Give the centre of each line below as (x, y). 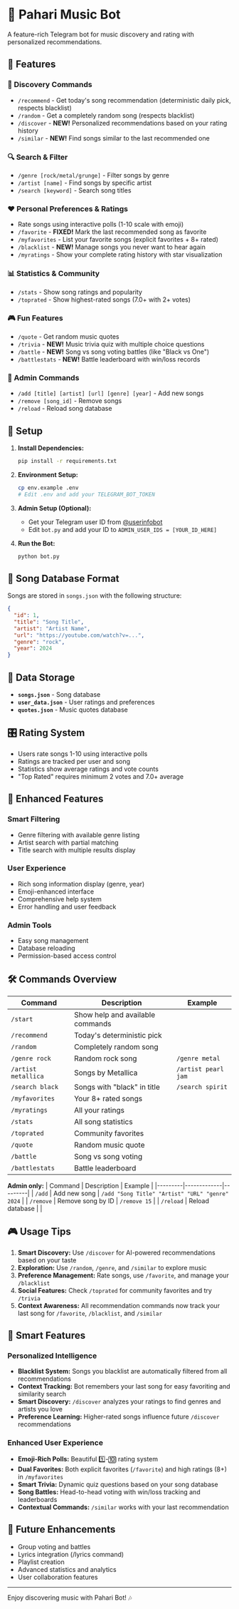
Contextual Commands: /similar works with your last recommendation (123, 1507)
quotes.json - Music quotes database (73, 710)
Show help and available (115, 1014)
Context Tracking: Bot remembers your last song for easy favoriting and (124, 1386)
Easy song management (53, 941)
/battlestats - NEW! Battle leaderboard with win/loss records (109, 359)
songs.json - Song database (59, 695)
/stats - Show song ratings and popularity (80, 292)
